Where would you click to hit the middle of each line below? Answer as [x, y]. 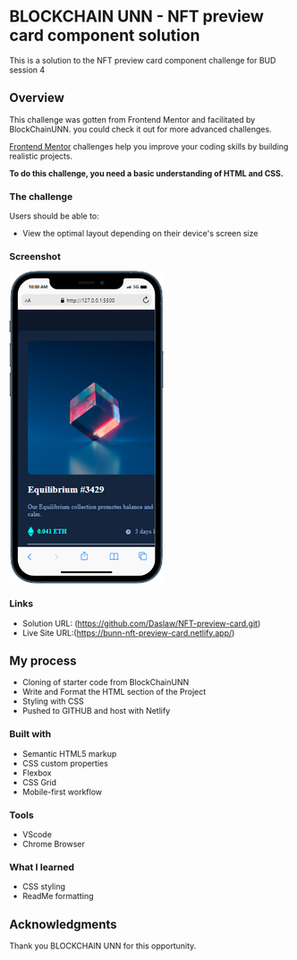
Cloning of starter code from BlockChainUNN [106, 682]
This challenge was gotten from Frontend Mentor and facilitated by [132, 119]
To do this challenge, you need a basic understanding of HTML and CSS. [146, 173]
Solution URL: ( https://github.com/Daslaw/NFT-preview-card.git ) [141, 623]
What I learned [42, 867]
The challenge [41, 196]
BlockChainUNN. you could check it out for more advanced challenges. [140, 129]
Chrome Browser [53, 844]
